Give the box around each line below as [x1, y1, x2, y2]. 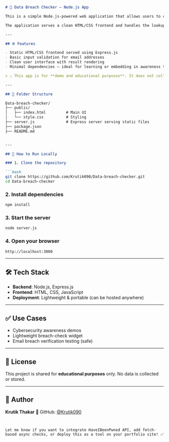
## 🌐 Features [5, 41, 36, 46]
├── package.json [5, 124, 42, 129]
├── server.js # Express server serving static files [5, 119, 150, 124]
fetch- [142, 427, 156, 432]
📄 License [5, 357, 37, 366]
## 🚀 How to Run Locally [5, 151, 57, 156]
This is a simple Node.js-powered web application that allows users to [5, 14, 161, 19]
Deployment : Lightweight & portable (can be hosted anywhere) [12, 295, 144, 301]
